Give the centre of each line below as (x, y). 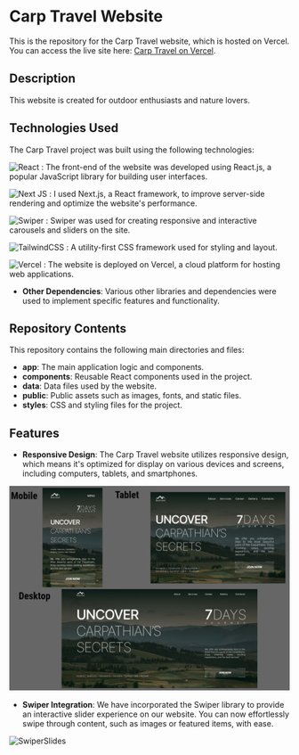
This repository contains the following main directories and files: (127, 350)
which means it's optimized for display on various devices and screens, (153, 464)
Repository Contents (68, 328)
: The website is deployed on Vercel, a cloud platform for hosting (162, 264)
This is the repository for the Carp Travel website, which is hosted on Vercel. (149, 41)
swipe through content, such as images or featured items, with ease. (148, 724)
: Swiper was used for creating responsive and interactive (151, 220)
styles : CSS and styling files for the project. (102, 405)
